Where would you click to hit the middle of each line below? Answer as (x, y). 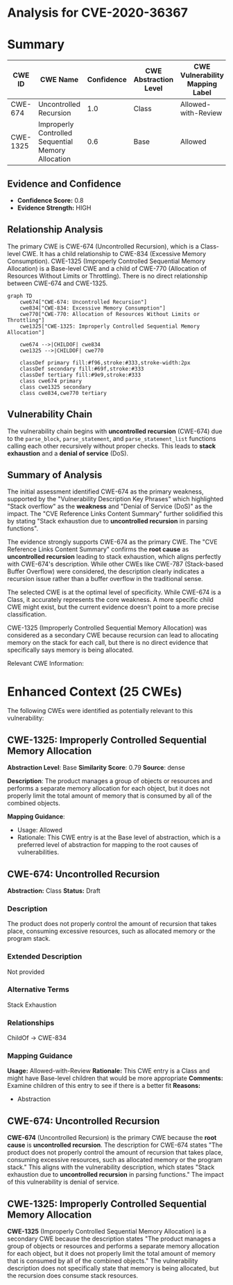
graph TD (20, 296)
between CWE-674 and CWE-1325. (58, 283)
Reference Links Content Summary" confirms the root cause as (98, 549)
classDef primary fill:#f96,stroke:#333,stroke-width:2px (105, 362)
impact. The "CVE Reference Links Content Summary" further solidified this (115, 514)
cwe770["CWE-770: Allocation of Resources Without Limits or (110, 314)
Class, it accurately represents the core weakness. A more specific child (110, 600)
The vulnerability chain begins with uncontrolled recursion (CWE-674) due (115, 431)
